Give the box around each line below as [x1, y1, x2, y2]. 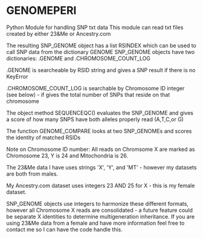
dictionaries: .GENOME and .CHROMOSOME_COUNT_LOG [6, 55, 151, 62]
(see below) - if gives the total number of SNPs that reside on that [6, 91, 170, 98]
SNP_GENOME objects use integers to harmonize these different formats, [6, 200, 189, 207]
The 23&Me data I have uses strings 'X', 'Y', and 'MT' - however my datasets [6, 164, 197, 171]
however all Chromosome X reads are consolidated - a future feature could [6, 207, 193, 214]
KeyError [6, 73, 28, 80]
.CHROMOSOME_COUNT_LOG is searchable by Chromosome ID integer [6, 84, 185, 91]
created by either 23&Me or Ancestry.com [6, 30, 111, 37]
